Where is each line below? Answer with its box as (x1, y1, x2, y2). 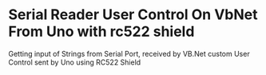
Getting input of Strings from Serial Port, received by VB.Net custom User (8, 49, 250, 58)
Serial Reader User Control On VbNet (8, 6, 258, 24)
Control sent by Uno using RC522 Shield (8, 57, 141, 67)
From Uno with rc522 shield (8, 22, 195, 41)
